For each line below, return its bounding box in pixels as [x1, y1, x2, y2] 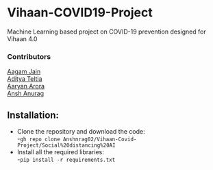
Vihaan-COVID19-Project [7, 5, 153, 21]
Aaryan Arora [7, 82, 45, 90]
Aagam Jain [7, 67, 41, 76]
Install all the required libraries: [16, 148, 105, 156]
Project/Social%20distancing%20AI [16, 142, 116, 149]
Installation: [7, 109, 60, 121]
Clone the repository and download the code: [16, 127, 145, 136]
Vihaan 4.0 [7, 34, 38, 42]
